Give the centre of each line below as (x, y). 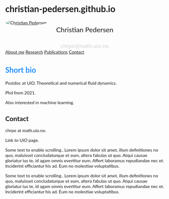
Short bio (21, 70)
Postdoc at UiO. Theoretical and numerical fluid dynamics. (61, 83)
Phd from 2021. (21, 93)
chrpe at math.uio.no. (26, 131)
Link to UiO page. (22, 140)
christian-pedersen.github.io (61, 9)
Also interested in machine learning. (40, 103)
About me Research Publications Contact (45, 52)
